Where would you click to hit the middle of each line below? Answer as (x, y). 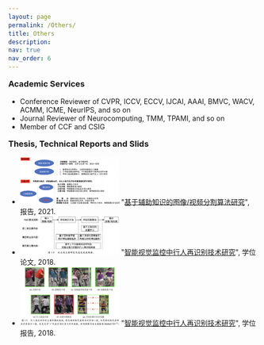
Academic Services (47, 84)
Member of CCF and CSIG (62, 126)
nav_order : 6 (30, 59)
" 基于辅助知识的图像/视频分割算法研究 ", (185, 201)
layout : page (30, 17)
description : (30, 42)
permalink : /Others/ (42, 25)
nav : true (25, 50)
